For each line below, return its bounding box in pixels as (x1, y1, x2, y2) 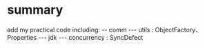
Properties (7, 33, 37, 41)
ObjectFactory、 (155, 25, 202, 34)
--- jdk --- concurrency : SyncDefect (38, 33, 144, 41)
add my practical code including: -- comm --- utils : (7, 25, 154, 34)
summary (7, 2, 64, 18)
